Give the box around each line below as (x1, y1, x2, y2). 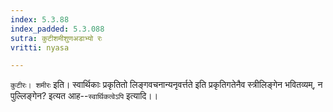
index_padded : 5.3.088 (10, 24, 105, 34)
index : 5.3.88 (10, 14, 70, 25)
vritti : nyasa (10, 42, 70, 53)
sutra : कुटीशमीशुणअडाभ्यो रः (10, 33, 103, 43)
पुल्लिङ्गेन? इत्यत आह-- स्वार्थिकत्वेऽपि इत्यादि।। (10, 90, 159, 102)
